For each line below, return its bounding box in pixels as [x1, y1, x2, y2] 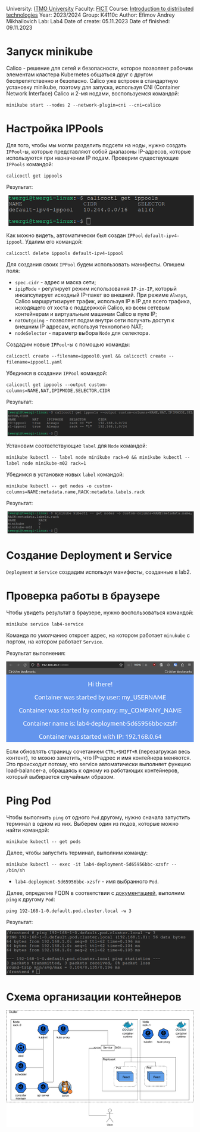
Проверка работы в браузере [6, 589, 160, 603]
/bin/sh [6, 867, 26, 873]
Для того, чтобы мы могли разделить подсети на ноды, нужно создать [6, 141, 187, 148]
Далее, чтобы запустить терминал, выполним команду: [6, 849, 148, 856]
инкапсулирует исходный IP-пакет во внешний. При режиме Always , [14, 291, 188, 298]
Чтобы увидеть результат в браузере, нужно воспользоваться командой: [6, 609, 193, 616]
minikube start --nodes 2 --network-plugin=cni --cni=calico [6, 102, 161, 108]
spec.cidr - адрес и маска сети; [14, 279, 96, 286]
